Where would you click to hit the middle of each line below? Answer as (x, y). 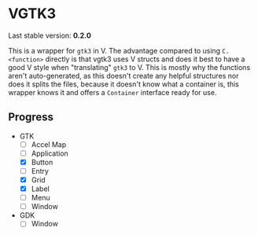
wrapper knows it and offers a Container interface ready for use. (112, 92)
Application (50, 153)
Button (42, 162)
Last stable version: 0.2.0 (50, 35)
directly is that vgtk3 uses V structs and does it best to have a (145, 59)
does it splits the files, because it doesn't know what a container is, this (124, 84)
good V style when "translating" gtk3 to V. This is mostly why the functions (129, 67)
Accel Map (49, 144)
